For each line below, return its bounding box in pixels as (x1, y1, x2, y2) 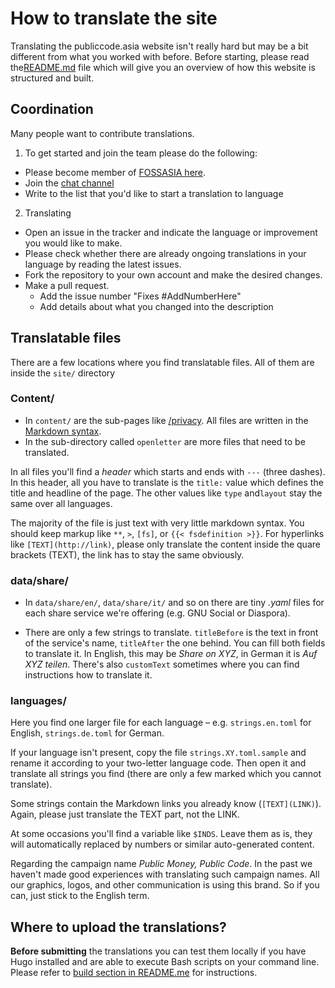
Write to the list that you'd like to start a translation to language (24, 187, 284, 199)
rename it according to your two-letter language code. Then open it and (10, 757, 307, 769)
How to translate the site (10, 7, 218, 30)
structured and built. (10, 72, 95, 84)
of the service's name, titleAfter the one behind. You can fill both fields (24, 637, 326, 649)
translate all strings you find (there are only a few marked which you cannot (10, 768, 322, 780)
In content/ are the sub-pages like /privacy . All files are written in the (24, 414, 309, 426)
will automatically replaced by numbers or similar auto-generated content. (10, 838, 315, 851)
